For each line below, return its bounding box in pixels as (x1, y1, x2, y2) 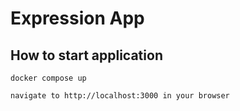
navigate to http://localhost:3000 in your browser (10, 91, 230, 101)
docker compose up (10, 73, 87, 83)
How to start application (10, 47, 163, 64)
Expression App (10, 7, 145, 30)
